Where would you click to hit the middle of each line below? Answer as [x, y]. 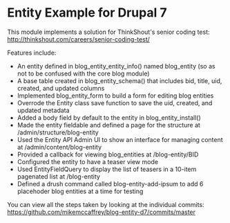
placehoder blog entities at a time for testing [80, 191]
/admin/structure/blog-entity [58, 132]
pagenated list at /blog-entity [58, 176]
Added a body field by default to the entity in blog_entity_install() [109, 117]
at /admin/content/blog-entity [59, 147]
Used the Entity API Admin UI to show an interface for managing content [120, 139]
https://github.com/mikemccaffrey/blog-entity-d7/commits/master [101, 212]
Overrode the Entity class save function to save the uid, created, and [115, 102]
